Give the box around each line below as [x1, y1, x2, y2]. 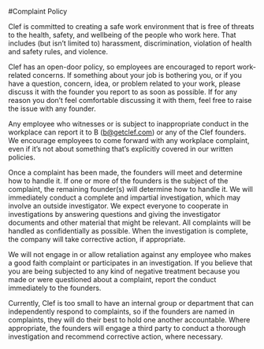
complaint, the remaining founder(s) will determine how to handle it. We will [8, 185, 254, 193]
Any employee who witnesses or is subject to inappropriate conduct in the [8, 119, 250, 128]
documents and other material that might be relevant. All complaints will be [8, 218, 251, 227]
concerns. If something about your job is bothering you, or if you [32, 71, 242, 79]
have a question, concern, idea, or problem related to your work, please [8, 79, 241, 88]
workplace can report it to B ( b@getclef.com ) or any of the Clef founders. [8, 127, 247, 137]
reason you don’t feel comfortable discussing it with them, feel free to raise [8, 96, 252, 105]
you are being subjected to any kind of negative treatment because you [8, 266, 240, 276]
